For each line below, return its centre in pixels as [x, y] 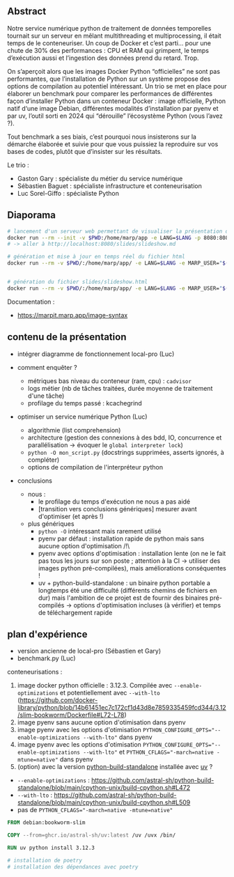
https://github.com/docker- [59, 700]
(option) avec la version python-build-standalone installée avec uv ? [115, 767]
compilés [51, 605]
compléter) [44, 460]
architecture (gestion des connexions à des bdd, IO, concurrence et [125, 437]
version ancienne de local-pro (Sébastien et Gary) [89, 651]
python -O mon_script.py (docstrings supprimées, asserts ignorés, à [126, 452]
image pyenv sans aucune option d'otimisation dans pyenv [101, 722]
